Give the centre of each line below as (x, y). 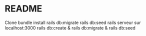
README (23, 9)
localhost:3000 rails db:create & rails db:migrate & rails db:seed (70, 27)
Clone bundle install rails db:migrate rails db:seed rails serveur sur (73, 22)
